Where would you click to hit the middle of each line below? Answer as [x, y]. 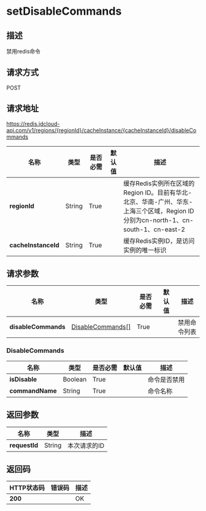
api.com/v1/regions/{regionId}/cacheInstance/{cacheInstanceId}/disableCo [101, 130]
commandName [33, 391]
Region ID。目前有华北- [158, 193]
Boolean [75, 379]
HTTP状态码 [27, 488]
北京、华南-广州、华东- [158, 202]
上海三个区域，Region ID [159, 211]
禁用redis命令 [24, 51]
